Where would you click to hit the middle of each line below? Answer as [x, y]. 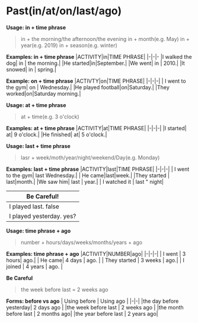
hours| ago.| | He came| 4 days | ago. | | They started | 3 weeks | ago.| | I [95, 260]
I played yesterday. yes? [43, 216]
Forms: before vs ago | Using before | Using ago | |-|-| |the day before [92, 301]
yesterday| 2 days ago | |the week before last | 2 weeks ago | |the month [95, 307]
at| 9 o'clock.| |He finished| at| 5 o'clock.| [57, 134]
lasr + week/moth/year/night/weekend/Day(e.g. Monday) [90, 157]
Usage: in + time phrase [36, 27]
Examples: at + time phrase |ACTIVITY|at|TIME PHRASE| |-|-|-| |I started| [96, 128]
